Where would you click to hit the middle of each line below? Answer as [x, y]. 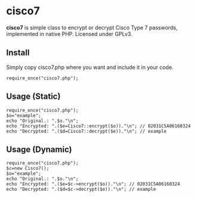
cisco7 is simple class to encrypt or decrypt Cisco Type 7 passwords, [92, 28]
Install [18, 53]
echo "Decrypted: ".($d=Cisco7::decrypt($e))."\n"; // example [87, 131]
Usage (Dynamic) [39, 149]
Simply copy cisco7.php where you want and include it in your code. [90, 67]
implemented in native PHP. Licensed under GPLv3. [69, 33]
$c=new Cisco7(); [28, 169]
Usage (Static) [33, 97]
